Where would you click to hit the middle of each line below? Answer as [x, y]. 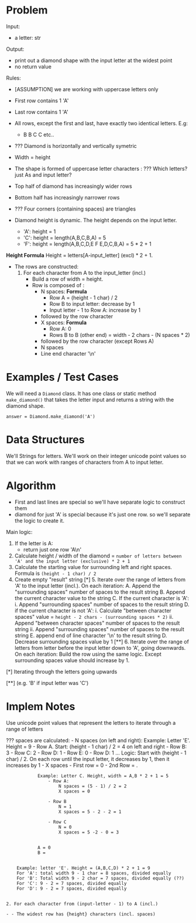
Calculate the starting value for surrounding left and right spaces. [93, 567]
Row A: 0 [60, 329]
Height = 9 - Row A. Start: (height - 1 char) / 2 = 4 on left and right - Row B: [97, 746]
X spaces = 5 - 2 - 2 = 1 [90, 812]
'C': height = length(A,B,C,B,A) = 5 [65, 237]
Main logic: [19, 532]
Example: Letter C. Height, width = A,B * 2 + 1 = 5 [103, 776]
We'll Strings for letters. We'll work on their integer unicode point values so [96, 456]
